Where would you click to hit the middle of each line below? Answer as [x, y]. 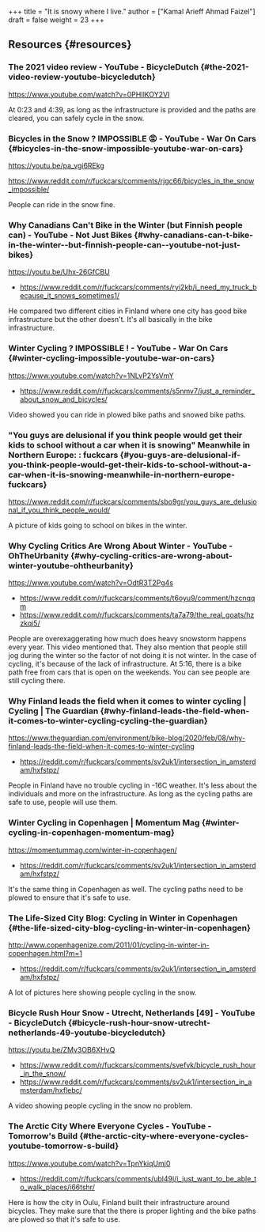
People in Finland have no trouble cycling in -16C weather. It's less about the [132, 785]
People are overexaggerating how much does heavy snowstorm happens [127, 639]
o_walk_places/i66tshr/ [57, 1187]
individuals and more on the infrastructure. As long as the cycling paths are [131, 794]
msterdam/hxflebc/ [51, 1090]
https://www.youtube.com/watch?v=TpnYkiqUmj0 [89, 1163]
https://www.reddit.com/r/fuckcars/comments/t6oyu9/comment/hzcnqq [137, 598]
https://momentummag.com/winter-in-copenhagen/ [93, 850]
